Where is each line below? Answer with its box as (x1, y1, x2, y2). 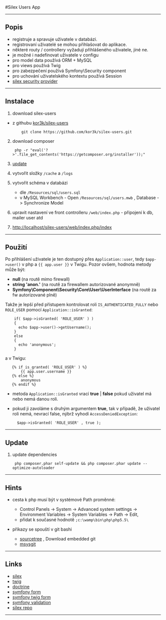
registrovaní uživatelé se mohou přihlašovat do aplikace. (12, 41, 127, 47)
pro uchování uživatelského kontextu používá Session (12, 73, 122, 79)
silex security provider (12, 78, 58, 84)
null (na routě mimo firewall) (12, 276, 70, 282)
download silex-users (12, 110, 56, 116)
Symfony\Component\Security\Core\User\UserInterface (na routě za (12, 287, 157, 293)
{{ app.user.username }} (20, 369, 72, 374)
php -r (14, 148, 28, 153)
